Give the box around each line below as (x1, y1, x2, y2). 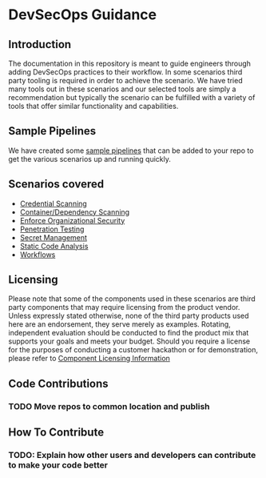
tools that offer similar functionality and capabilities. (8, 102, 179, 110)
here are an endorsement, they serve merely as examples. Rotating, (8, 319, 232, 329)
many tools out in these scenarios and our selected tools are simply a (8, 84, 236, 94)
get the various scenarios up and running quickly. (8, 154, 172, 163)
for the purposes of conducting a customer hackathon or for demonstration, (8, 345, 258, 355)
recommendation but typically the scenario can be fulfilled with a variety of (8, 93, 256, 102)
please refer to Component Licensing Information (8, 354, 170, 364)
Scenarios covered (8, 178, 105, 191)
